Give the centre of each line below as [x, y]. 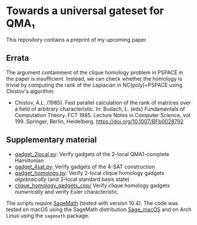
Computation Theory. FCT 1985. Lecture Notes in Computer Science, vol [102, 115]
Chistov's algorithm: [30, 91]
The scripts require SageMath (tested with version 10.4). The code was [92, 203]
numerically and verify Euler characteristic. [67, 191]
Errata [18, 58]
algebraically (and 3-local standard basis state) [72, 179]
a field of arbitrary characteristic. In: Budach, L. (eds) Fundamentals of [100, 109]
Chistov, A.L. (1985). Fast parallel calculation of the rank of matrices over [103, 102]
